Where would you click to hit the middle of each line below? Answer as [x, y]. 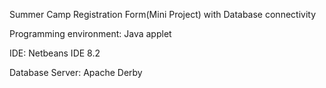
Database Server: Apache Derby [76, 72]
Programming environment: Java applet [90, 33]
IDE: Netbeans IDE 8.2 [55, 53]
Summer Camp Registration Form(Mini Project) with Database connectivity [163, 14]
